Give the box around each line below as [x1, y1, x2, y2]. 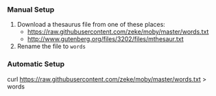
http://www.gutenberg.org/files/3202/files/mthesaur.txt [27, 35, 184, 43]
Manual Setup [7, 5, 55, 14]
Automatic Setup [7, 60, 65, 69]
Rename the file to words [16, 43, 86, 51]
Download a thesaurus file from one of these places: [16, 21, 166, 29]
